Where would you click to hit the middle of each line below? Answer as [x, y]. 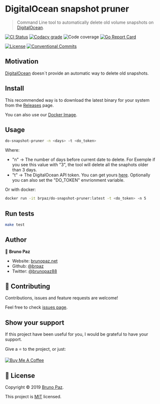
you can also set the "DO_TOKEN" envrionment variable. [68, 180]
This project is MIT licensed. [33, 397]
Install [15, 88]
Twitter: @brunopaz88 [34, 271]
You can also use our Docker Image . [41, 114]
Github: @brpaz [28, 266]
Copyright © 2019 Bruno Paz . [34, 387]
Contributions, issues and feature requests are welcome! [62, 298]
